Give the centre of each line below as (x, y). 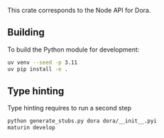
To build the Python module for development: (73, 50)
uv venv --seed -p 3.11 (43, 62)
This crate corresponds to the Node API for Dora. (79, 10)
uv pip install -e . (38, 69)
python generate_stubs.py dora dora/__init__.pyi (82, 121)
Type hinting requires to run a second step (70, 108)
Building (26, 32)
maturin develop (31, 128)
